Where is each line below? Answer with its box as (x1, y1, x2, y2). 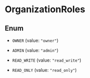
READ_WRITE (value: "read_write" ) (12, 57, 81, 63)
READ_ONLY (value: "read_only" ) (12, 67, 77, 73)
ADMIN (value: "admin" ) (12, 47, 59, 53)
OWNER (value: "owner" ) (12, 37, 59, 43)
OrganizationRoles (5, 4, 85, 15)
